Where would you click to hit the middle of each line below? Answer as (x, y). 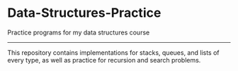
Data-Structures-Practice (84, 13)
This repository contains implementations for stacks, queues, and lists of (113, 52)
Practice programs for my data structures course (79, 32)
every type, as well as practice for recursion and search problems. (104, 60)
